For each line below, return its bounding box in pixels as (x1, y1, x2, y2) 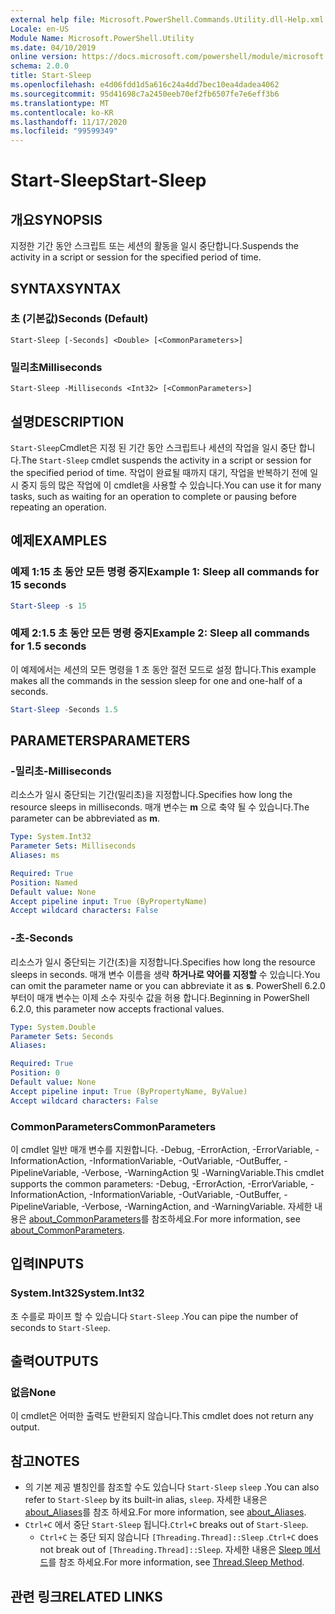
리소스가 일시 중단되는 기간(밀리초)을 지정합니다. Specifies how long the (10, 789, 293, 801)
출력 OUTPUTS (10, 1353, 99, 1370)
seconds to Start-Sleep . (10, 1321, 111, 1333)
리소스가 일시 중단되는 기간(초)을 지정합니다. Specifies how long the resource (10, 956, 316, 968)
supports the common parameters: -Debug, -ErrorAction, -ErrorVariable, (10, 1177, 308, 1190)
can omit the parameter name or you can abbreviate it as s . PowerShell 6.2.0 (10, 979, 326, 991)
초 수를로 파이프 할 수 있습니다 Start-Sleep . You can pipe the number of (10, 1310, 299, 1322)
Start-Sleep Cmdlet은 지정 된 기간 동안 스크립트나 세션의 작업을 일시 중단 (10, 441, 297, 453)
